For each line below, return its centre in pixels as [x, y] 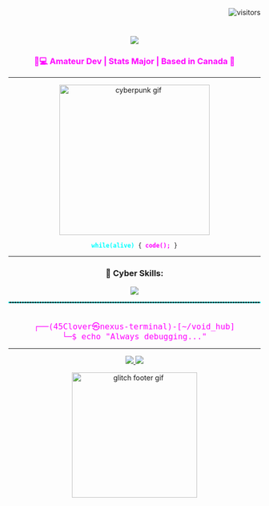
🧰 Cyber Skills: [134, 273]
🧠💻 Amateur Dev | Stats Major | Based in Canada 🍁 [134, 62]
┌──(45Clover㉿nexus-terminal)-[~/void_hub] [134, 326]
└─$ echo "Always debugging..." [134, 336]
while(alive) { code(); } [134, 246]
